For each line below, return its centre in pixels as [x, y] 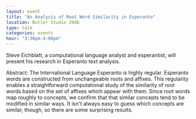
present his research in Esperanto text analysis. [63, 61]
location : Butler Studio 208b [43, 22]
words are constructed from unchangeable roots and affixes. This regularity [97, 79]
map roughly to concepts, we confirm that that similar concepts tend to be [96, 97]
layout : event [23, 11]
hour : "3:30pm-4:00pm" [34, 38]
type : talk [19, 28]
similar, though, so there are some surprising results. [69, 110]
